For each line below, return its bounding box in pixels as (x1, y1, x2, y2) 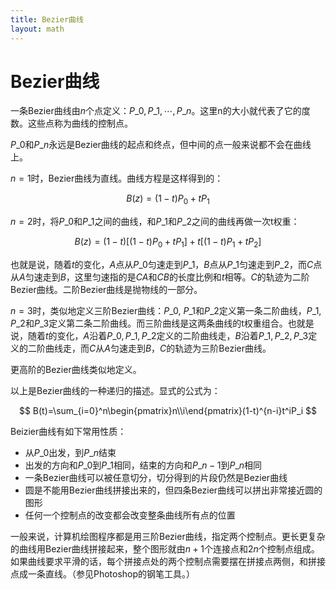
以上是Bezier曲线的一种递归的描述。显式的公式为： (10, 385, 221, 397)
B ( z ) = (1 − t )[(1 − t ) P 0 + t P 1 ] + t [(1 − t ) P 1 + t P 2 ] (74, 236, 262, 250)
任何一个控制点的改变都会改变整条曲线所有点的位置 (24, 509, 236, 521)
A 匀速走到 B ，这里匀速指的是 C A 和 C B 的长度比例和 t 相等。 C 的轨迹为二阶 (19, 271, 310, 283)
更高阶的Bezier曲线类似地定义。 (10, 364, 142, 376)
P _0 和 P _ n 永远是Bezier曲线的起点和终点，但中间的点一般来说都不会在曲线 (10, 139, 312, 151)
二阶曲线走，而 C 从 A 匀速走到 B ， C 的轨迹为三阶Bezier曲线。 (27, 342, 272, 355)
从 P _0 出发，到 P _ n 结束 (24, 447, 117, 459)
